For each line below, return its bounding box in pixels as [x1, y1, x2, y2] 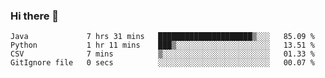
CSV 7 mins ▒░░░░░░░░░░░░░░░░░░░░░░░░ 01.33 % [10, 49, 315, 59]
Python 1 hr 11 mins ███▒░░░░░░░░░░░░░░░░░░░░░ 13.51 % [10, 40, 315, 51]
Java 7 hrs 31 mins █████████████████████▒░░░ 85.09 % [10, 32, 315, 42]
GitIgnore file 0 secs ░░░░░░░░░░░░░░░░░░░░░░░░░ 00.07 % [10, 58, 315, 68]
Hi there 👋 [10, 9, 60, 23]
